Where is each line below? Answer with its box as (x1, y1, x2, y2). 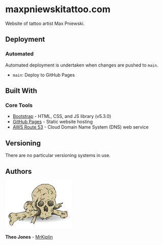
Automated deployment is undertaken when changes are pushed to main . (5, 62, 158, 68)
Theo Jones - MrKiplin (5, 234, 53, 240)
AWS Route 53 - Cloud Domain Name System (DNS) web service (12, 124, 149, 130)
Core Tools (5, 102, 33, 109)
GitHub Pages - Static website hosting (12, 118, 93, 125)
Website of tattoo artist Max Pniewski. (5, 20, 85, 26)
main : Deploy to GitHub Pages (12, 72, 75, 78)
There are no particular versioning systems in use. (5, 152, 111, 159)
